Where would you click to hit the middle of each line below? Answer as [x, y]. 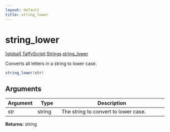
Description [112, 103]
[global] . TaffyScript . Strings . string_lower [47, 54]
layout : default [22, 10]
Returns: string [21, 124]
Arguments [24, 89]
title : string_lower [27, 15]
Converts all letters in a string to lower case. [51, 63]
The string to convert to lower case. [104, 112]
